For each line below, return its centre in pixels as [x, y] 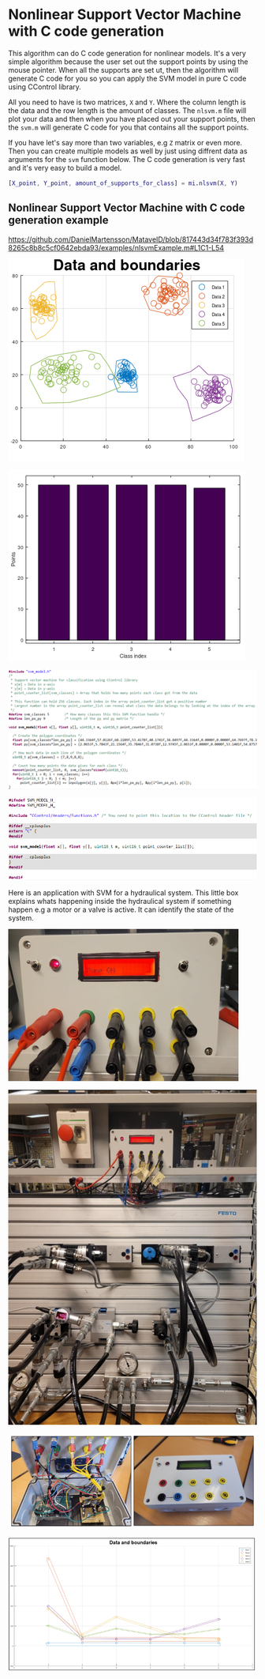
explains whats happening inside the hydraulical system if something [120, 901]
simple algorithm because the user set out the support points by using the [128, 62]
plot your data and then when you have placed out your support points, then [132, 119]
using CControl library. [45, 87]
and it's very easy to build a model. [65, 168]
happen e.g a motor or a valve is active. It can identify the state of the [121, 909]
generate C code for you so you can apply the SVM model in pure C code [127, 78]
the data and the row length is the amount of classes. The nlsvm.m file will [127, 110]
